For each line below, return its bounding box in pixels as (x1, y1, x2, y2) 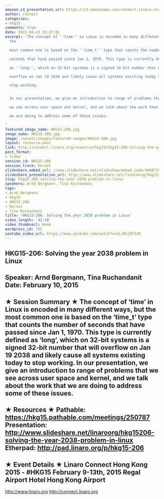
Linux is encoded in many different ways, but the (5, 305, 156, 314)
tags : (5, 186, 16, 191)
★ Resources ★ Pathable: (5, 406, 86, 414)
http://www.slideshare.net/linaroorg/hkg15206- (5, 429, 155, 437)
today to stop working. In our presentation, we (5, 359, 148, 367)
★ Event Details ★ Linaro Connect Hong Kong (5, 460, 148, 469)
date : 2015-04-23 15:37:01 (5, 30, 60, 35)
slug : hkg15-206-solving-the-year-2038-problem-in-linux (5, 177, 123, 182)
